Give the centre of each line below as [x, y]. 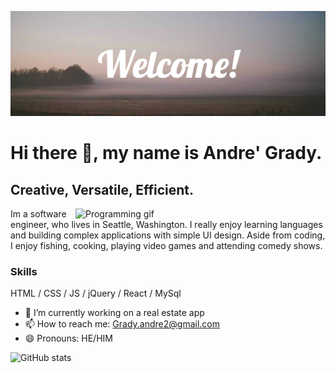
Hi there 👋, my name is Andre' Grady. [166, 153]
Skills [24, 271]
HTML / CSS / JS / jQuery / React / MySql [96, 293]
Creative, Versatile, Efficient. [102, 189]
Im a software [38, 214]
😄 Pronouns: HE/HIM [68, 338]
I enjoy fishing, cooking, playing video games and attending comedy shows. [166, 245]
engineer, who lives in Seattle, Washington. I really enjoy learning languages [166, 224]
